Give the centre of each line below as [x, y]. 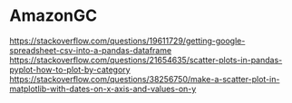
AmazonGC [54, 16]
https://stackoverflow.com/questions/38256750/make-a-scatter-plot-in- [145, 79]
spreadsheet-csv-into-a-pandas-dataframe [91, 50]
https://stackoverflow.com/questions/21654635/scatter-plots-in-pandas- [146, 60]
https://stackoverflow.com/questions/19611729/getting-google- [127, 41]
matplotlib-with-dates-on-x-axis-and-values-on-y [103, 89]
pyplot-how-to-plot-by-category [70, 70]
